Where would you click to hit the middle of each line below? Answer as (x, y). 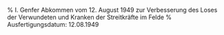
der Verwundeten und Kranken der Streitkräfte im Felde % (90, 17)
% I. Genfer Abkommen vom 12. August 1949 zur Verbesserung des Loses (112, 10)
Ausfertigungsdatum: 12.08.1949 (53, 24)
